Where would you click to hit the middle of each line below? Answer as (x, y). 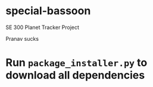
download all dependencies (75, 75)
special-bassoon (48, 11)
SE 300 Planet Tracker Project (43, 27)
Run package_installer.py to (76, 63)
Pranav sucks (22, 38)
